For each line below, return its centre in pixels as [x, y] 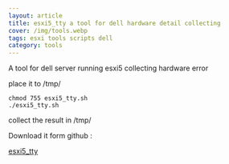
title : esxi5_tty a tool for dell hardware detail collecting [115, 23]
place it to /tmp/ [35, 84]
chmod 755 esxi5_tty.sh [48, 98]
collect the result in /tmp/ [50, 120]
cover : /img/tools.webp [48, 30]
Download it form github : [50, 136]
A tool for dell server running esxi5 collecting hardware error [108, 68]
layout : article [35, 16]
